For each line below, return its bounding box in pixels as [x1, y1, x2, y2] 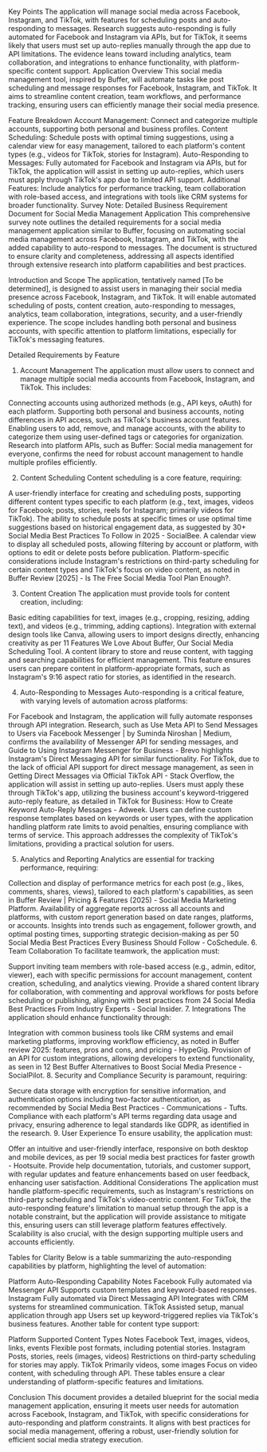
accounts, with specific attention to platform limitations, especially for [8, 327, 237, 335]
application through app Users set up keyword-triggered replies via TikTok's [8, 1311, 259, 1320]
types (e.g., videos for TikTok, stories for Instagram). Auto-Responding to [8, 149, 249, 159]
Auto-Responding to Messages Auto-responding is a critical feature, [19, 688, 245, 697]
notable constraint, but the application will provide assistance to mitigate [8, 1212, 246, 1221]
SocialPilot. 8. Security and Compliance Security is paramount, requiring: [8, 1070, 248, 1080]
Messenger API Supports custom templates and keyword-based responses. [8, 1285, 257, 1295]
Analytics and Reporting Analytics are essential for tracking [19, 855, 215, 863]
